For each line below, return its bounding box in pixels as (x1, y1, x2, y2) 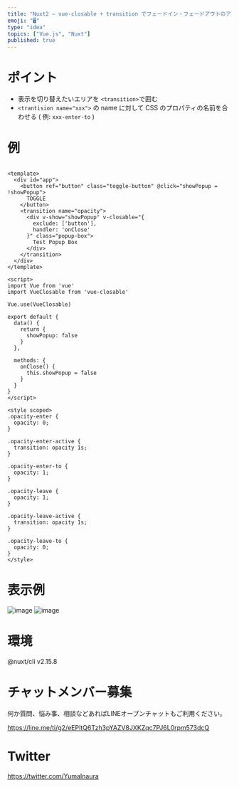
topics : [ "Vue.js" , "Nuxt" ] (7, 30, 91, 38)
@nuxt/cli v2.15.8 (7, 657, 58, 665)
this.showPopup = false (26, 369, 97, 376)
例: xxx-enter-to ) (42, 112, 95, 121)
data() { (14, 319, 40, 327)
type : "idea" (7, 23, 46, 31)
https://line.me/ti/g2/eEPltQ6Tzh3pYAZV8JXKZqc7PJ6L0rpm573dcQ (7, 723, 210, 731)
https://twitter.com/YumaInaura (7, 771, 100, 780)
